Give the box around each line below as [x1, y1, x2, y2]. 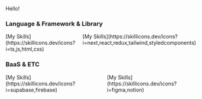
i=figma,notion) [106, 86, 145, 93]
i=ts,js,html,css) [5, 45, 44, 52]
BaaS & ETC [5, 60, 40, 68]
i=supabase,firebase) [5, 86, 57, 93]
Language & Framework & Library [5, 19, 103, 28]
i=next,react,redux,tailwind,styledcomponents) [82, 39, 196, 47]
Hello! [5, 5, 20, 12]
